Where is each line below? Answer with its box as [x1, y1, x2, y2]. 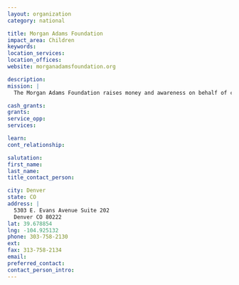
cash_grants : [7, 102, 46, 109]
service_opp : [7, 115, 46, 123]
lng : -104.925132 [7, 227, 59, 234]
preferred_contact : [7, 259, 65, 267]
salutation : [7, 154, 43, 161]
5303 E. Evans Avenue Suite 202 [14, 207, 110, 214]
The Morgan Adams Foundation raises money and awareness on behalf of [14, 89, 228, 96]
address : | [7, 200, 40, 207]
